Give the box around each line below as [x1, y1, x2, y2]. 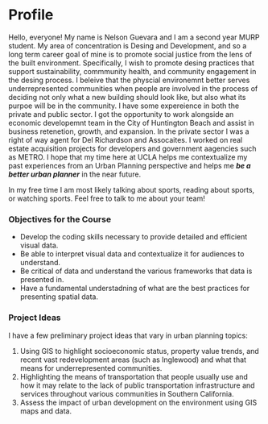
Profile [8, 6, 54, 24]
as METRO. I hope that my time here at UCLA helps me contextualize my [8, 152, 248, 162]
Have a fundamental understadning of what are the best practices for [19, 284, 250, 293]
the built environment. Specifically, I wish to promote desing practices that [8, 58, 255, 68]
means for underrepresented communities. [19, 363, 163, 372]
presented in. [19, 275, 64, 285]
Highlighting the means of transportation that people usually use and [19, 372, 248, 381]
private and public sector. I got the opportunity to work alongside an [8, 109, 234, 118]
